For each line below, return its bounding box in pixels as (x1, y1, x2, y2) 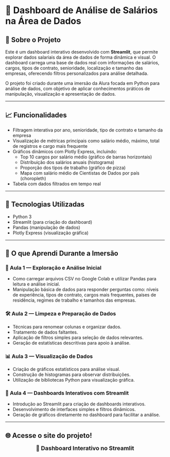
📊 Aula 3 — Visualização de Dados (5, 353, 93, 360)
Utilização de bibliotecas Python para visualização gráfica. (12, 377, 135, 383)
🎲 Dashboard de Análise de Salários (5, 5, 158, 16)
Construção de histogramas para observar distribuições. (12, 371, 131, 378)
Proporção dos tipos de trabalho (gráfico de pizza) (20, 164, 126, 171)
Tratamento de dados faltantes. (12, 329, 78, 335)
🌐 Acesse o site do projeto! (5, 431, 93, 440)
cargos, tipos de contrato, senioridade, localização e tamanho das (5, 65, 143, 71)
